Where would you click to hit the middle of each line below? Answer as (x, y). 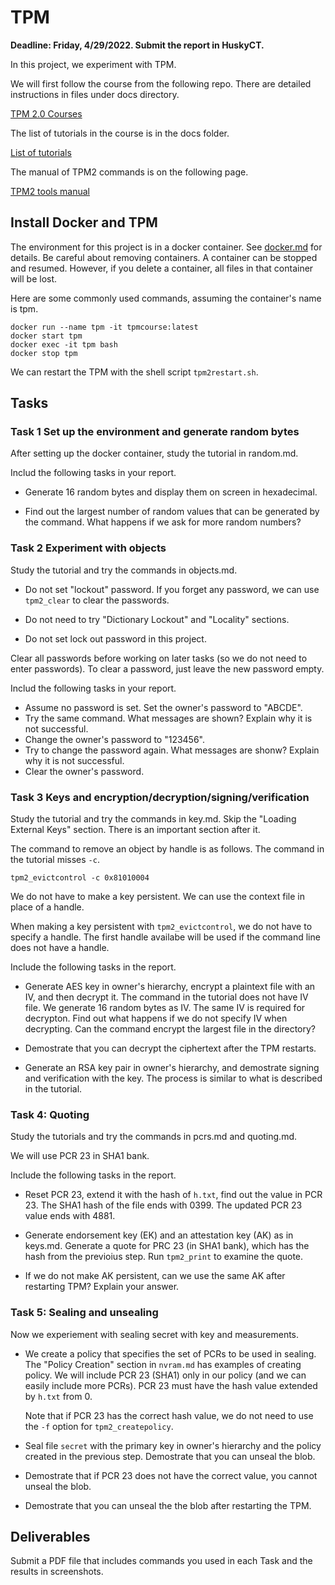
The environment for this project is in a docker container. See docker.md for (166, 247)
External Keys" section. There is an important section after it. (135, 830)
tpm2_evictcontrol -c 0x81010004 (80, 878)
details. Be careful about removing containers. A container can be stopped (164, 257)
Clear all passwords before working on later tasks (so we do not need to (159, 658)
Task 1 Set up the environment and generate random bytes (155, 432)
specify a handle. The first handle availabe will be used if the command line (165, 937)
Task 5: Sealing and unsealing (84, 1313)
